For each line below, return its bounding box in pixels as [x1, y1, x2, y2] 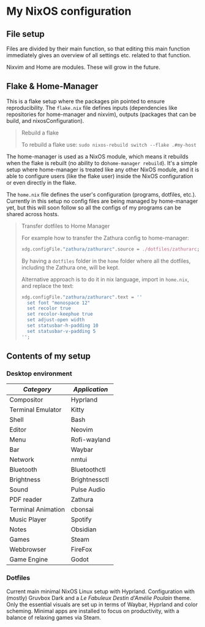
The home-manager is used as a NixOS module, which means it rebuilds [6, 152, 188, 160]
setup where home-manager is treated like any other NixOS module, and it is [6, 166, 199, 173]
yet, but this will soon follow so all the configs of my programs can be [6, 204, 182, 211]
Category [23, 385, 52, 394]
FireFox [70, 545, 92, 554]
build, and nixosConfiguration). [6, 117, 84, 124]
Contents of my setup [6, 351, 91, 362]
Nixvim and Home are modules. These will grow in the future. [6, 63, 161, 71]
